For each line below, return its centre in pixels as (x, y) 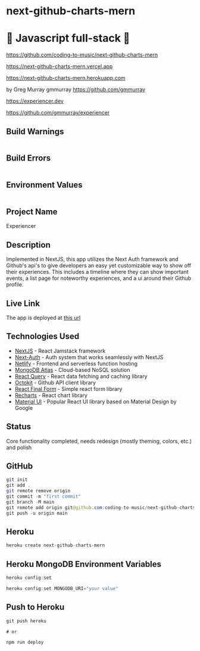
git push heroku (26, 621)
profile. (15, 285)
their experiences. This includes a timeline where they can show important (97, 272)
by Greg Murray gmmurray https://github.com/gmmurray (76, 90)
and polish (19, 447)
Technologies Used (43, 336)
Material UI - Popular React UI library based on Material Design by (96, 402)
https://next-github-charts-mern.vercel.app (60, 66)
